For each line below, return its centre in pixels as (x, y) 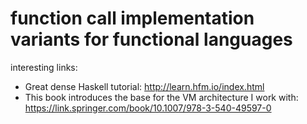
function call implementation (132, 18)
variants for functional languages (151, 39)
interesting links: (44, 67)
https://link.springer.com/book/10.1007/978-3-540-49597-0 (148, 108)
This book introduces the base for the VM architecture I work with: (161, 97)
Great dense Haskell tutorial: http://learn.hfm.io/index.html (144, 86)
